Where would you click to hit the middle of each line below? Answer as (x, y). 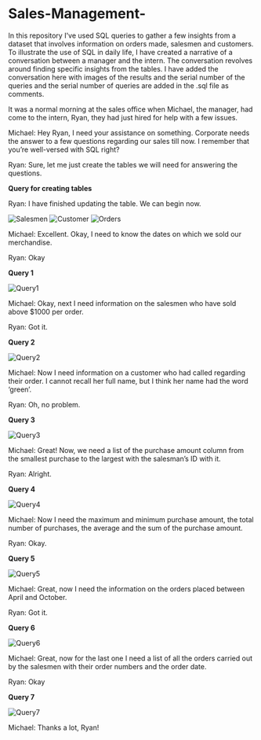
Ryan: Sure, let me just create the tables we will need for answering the (123, 164)
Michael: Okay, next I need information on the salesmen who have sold (122, 303)
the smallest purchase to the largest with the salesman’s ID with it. (114, 458)
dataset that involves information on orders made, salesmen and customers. (131, 43)
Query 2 (22, 342)
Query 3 (22, 420)
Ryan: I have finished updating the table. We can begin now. (105, 203)
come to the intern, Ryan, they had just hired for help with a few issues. (123, 117)
